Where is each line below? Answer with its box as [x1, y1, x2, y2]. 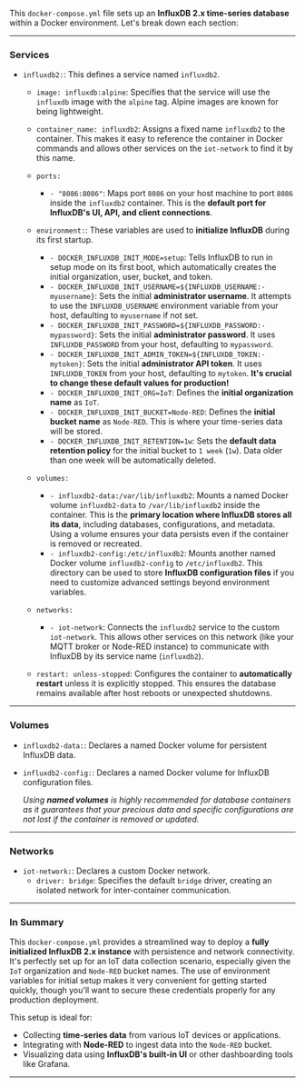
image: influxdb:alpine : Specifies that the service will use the [35, 86, 271, 98]
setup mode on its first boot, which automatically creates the [49, 262, 277, 273]
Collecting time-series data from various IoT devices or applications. [22, 1030, 281, 1041]
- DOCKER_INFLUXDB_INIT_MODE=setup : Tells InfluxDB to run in [49, 252, 273, 263]
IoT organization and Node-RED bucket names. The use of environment [9, 965, 271, 976]
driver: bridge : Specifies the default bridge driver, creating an [35, 874, 272, 885]
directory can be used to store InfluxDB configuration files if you [49, 567, 295, 578]
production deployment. [9, 994, 100, 1005]
